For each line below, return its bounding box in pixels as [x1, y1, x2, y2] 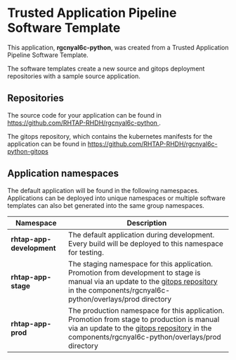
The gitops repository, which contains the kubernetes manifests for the [7, 132, 213, 140]
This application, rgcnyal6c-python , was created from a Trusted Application [7, 43, 229, 51]
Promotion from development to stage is [67, 268, 201, 278]
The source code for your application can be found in [7, 111, 162, 119]
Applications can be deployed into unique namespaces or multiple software [7, 194, 226, 202]
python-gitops [7, 147, 49, 156]
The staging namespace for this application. [67, 259, 213, 268]
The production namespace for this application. [67, 305, 225, 315]
